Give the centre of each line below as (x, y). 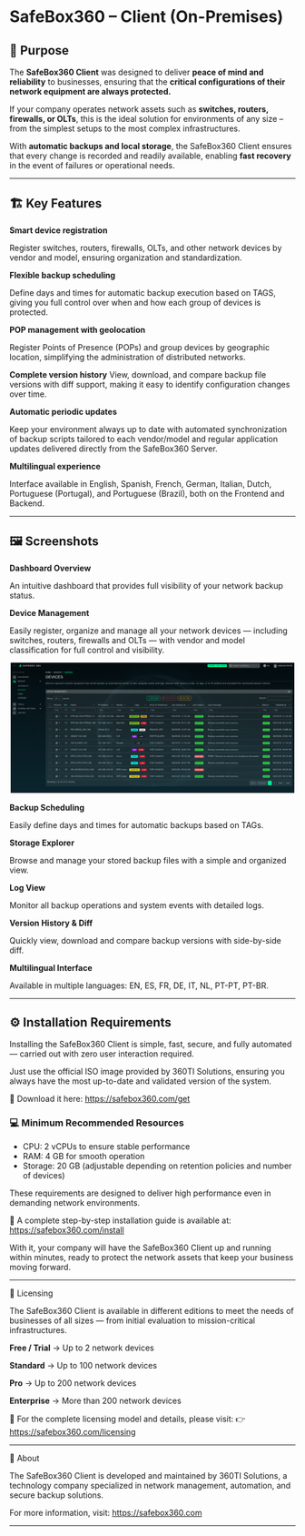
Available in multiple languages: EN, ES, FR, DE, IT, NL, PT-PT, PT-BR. (139, 985)
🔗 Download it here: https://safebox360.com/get (100, 1099)
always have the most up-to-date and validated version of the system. (141, 1081)
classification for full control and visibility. (87, 650)
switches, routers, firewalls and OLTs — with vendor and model (127, 640)
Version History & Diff (51, 923)
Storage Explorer (42, 843)
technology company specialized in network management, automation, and (150, 1485)
